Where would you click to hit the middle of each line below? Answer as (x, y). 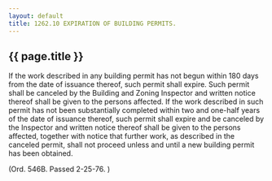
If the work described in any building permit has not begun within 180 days (134, 76)
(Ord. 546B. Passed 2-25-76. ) (59, 169)
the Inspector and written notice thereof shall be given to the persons (125, 127)
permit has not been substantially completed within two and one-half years (134, 110)
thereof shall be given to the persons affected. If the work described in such (136, 101)
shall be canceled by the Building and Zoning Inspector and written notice (132, 93)
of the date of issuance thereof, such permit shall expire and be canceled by (136, 119)
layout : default (36, 16)
